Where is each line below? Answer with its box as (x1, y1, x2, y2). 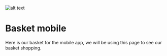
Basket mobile (5, 23, 66, 34)
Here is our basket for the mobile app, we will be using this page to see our (5, 39, 162, 45)
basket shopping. (5, 45, 42, 51)
